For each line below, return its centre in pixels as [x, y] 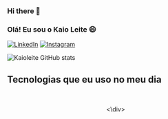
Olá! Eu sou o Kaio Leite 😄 [52, 29]
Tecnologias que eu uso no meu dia [84, 79]
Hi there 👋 [24, 11]
